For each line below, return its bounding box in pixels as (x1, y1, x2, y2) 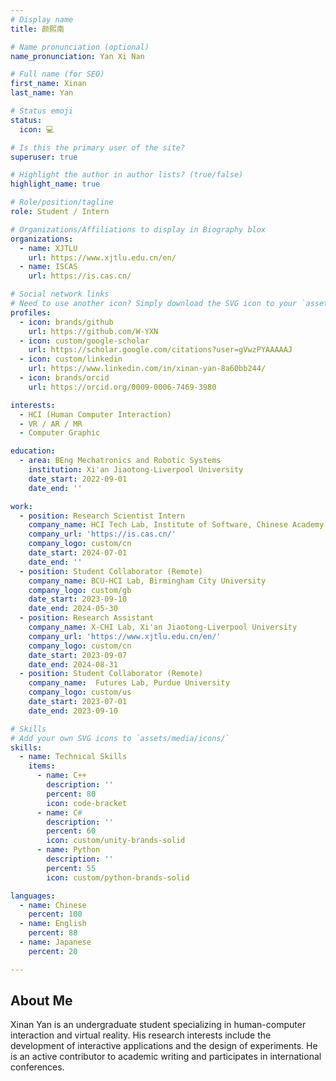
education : (10, 446, 56, 456)
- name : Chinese (19, 900, 87, 910)
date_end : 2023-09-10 (28, 706, 118, 716)
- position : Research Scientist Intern (19, 511, 186, 521)
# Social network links (10, 289, 110, 300)
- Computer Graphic (19, 428, 101, 438)
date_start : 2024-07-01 (28, 548, 128, 558)
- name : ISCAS (19, 262, 78, 272)
